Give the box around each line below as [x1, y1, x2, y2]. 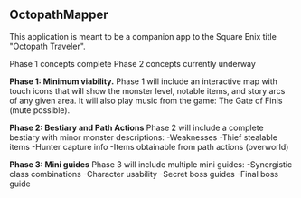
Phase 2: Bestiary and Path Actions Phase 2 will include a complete [9, 122, 264, 133]
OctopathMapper [9, 7, 108, 23]
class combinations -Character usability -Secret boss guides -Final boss [9, 168, 278, 179]
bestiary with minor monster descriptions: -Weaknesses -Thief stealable [9, 131, 278, 143]
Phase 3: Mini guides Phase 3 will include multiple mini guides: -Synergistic [9, 158, 292, 170]
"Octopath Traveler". [9, 41, 86, 52]
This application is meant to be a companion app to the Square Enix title [9, 31, 277, 42]
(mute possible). [9, 104, 71, 116]
